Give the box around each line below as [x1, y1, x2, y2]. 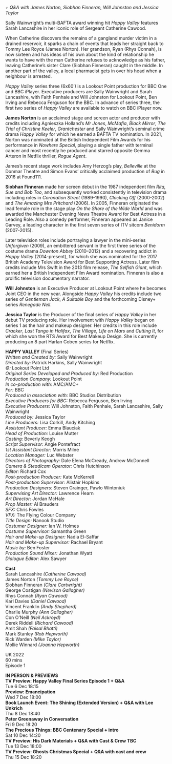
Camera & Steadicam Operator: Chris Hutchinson [5, 463, 110, 469]
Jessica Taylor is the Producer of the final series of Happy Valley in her [5, 312, 157, 317]
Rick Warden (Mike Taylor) [5, 636, 61, 642]
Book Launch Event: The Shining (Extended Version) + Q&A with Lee [5, 699, 154, 706]
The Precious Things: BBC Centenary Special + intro [5, 727, 119, 733]
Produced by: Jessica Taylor [5, 414, 66, 420]
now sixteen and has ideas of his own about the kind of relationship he [5, 51, 155, 57]
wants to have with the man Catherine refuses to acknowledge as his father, [5, 57, 165, 63]
